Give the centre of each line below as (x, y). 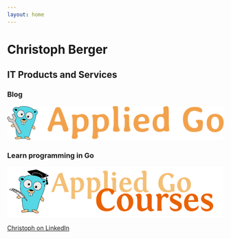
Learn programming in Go (51, 156)
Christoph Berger (57, 49)
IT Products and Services (62, 75)
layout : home (26, 14)
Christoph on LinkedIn (38, 228)
